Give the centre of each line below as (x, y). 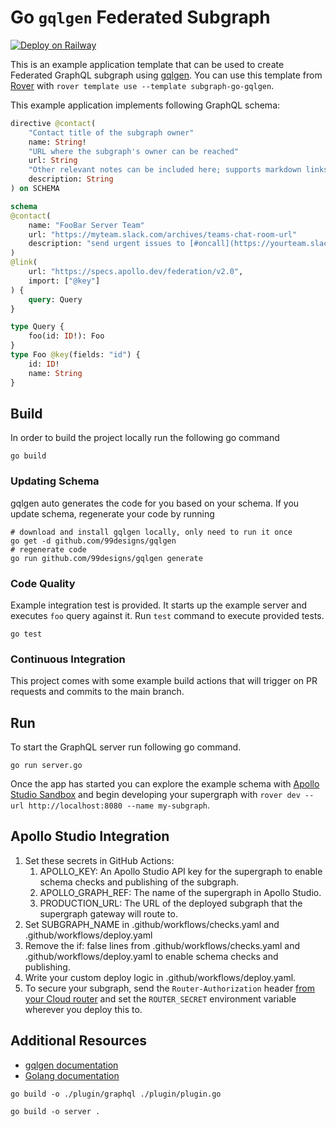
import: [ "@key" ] (64, 281)
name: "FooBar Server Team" (86, 225)
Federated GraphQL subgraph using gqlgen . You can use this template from (166, 75)
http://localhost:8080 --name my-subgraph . (119, 805)
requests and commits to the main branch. (97, 692)
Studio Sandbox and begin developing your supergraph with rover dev (155, 795)
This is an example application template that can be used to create (147, 64)
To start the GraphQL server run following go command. (126, 747)
